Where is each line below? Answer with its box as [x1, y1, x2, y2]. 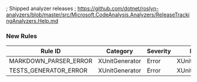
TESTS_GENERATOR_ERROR [9, 67, 88, 75]
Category [106, 47, 134, 55]
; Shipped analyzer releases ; [6, 5, 76, 12]
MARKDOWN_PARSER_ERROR [9, 57, 93, 65]
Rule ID [40, 47, 61, 55]
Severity [147, 47, 171, 55]
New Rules [6, 32, 38, 40]
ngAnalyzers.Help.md [6, 18, 59, 24]
